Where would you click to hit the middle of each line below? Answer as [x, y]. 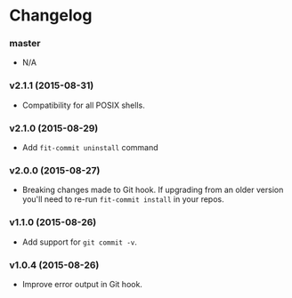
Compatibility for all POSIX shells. [83, 105]
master [25, 44]
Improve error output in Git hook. [82, 284]
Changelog [51, 16]
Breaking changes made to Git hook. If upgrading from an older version [153, 190]
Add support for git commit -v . [80, 242]
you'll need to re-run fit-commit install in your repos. [123, 199]
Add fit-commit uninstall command [90, 148]
